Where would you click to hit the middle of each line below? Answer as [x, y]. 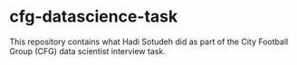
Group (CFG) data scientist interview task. [87, 51]
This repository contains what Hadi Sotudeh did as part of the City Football [149, 42]
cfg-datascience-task [94, 17]
